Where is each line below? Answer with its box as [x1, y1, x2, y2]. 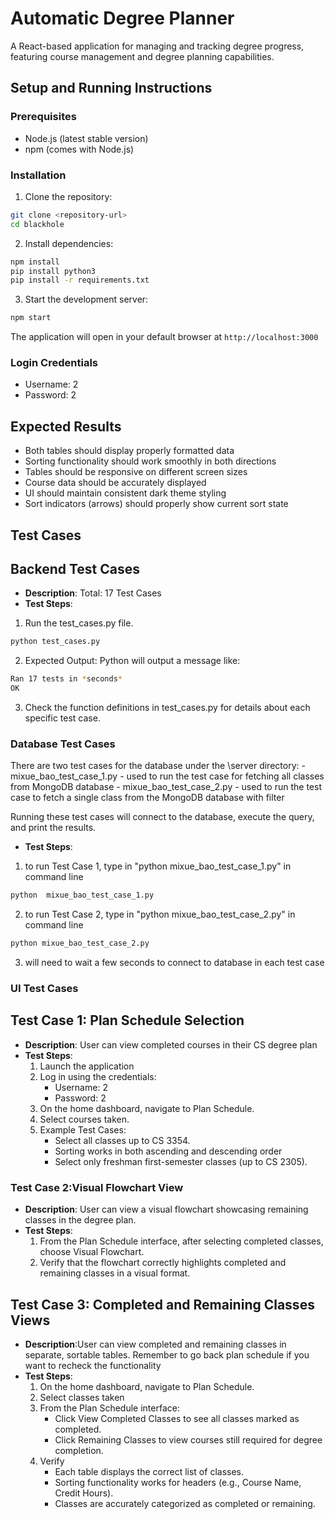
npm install [10, 257, 60, 267]
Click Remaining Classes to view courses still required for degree [54, 1434, 323, 1446]
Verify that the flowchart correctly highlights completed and [39, 1257, 287, 1269]
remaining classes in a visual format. [39, 1267, 191, 1279]
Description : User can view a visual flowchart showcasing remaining [24, 1203, 309, 1216]
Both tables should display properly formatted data [24, 445, 235, 457]
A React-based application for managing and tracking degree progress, [10, 40, 305, 52]
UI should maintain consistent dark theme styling [24, 487, 227, 499]
